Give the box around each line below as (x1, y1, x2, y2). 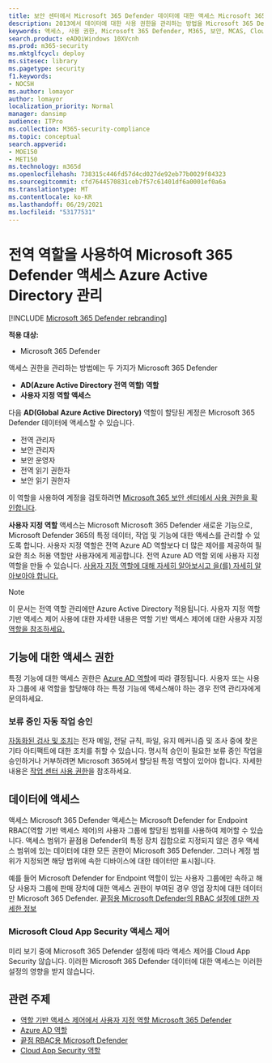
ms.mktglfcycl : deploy (8, 49, 85, 58)
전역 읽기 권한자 (19, 466, 70, 476)
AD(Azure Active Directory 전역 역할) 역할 (19, 381, 159, 390)
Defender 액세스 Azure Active (8, 265, 208, 284)
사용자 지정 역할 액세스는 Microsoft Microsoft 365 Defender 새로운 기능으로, (8, 520, 253, 530)
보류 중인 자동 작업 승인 (8, 716, 93, 727)
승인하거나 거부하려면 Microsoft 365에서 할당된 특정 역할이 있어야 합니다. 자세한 (8, 756, 263, 766)
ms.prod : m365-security (8, 42, 89, 50)
